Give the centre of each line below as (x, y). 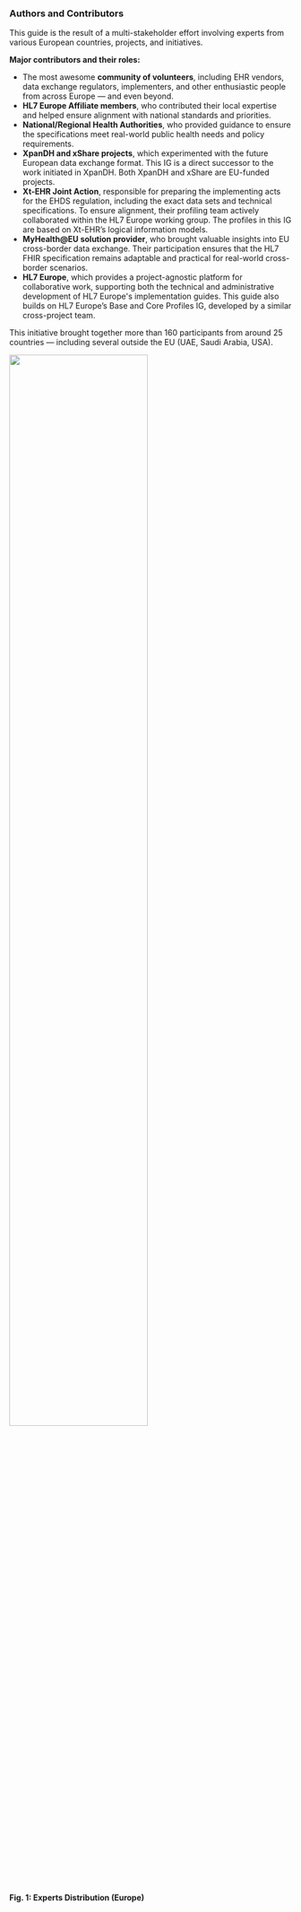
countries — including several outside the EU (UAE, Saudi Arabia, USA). (141, 343)
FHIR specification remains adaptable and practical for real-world (143, 258)
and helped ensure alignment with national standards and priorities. (146, 116)
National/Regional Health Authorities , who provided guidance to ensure (156, 125)
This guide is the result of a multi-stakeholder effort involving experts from (147, 33)
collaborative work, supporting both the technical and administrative (148, 287)
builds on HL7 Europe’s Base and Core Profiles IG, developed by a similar (157, 306)
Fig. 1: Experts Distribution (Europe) (77, 1898)
